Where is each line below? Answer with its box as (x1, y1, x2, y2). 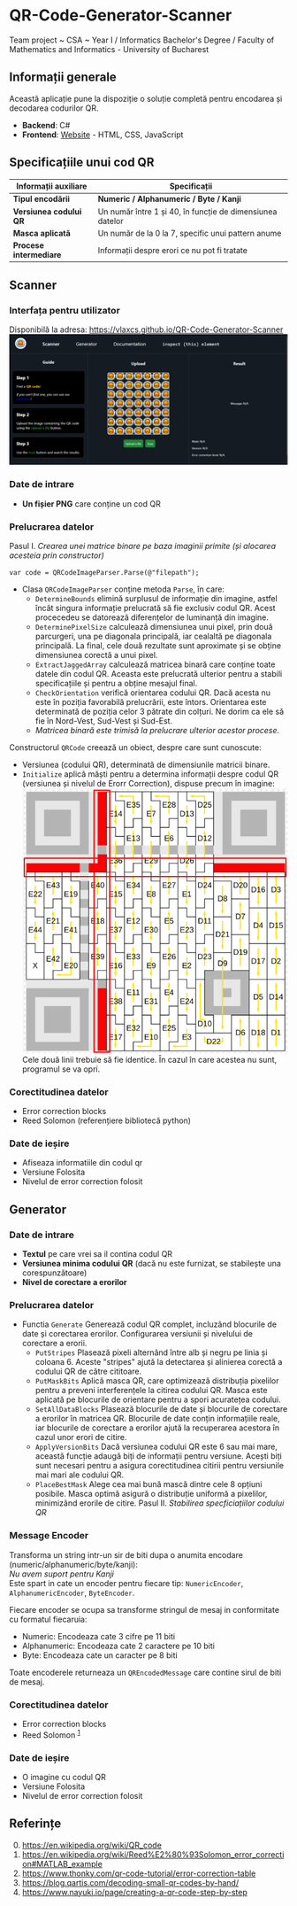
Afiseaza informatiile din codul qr (21, 1158, 143, 1168)
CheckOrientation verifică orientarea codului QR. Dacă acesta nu (34, 687, 271, 698)
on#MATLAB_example (21, 1858, 103, 1869)
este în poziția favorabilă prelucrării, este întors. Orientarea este (34, 697, 267, 708)
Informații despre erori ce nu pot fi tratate (97, 244, 247, 255)
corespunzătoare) (21, 1267, 88, 1278)
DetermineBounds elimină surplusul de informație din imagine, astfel (34, 593, 278, 604)
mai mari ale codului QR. (34, 1469, 125, 1480)
